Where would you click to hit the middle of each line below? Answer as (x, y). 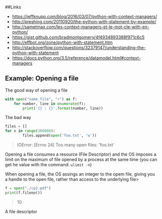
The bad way (18, 118)
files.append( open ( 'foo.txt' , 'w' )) (60, 136)
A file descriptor (21, 211)
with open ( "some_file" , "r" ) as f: (41, 99)
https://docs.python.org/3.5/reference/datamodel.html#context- (76, 58)
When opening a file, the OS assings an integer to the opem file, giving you (80, 174)
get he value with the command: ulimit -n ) (48, 165)
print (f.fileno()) (24, 193)
